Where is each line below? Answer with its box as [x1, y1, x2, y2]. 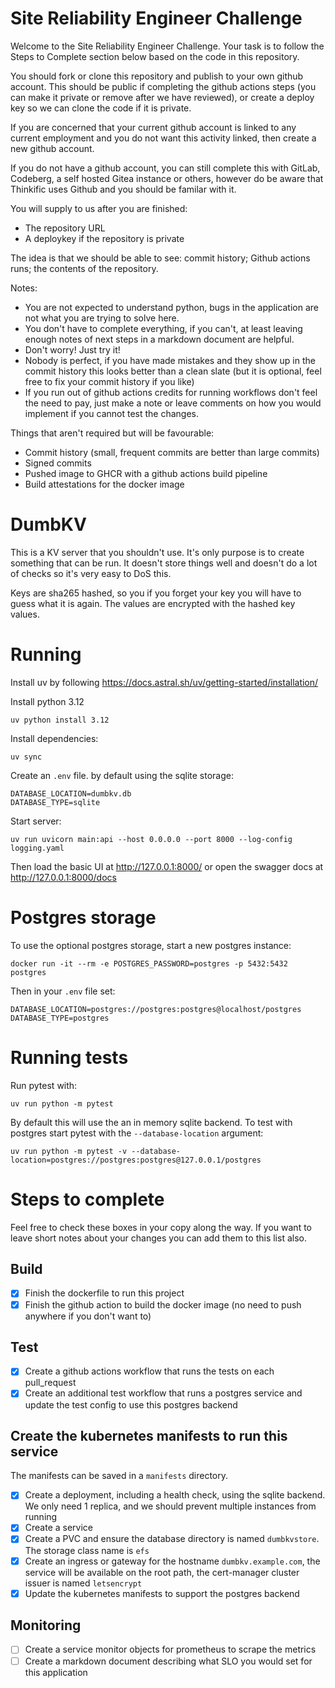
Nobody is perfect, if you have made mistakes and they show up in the [24, 354, 316, 366]
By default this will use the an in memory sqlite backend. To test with [10, 1116, 293, 1128]
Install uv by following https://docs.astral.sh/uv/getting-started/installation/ [10, 676, 319, 688]
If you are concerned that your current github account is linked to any [10, 121, 297, 133]
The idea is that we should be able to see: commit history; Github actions [10, 252, 311, 264]
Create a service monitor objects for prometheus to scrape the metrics [24, 1643, 317, 1656]
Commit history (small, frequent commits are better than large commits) [24, 446, 320, 458]
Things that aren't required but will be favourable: [10, 427, 215, 439]
